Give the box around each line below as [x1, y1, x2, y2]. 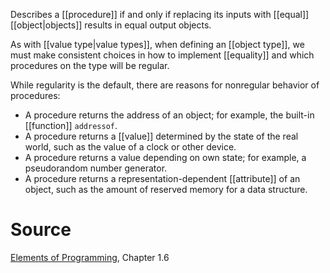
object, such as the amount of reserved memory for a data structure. [24, 184, 308, 195]
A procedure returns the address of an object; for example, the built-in [24, 109, 315, 121]
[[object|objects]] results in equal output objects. [10, 19, 212, 31]
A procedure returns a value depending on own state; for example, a [24, 152, 307, 163]
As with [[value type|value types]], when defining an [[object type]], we [10, 39, 305, 50]
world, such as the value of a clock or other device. [24, 141, 237, 153]
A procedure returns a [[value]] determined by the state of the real [24, 130, 299, 142]
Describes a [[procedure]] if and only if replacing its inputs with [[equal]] [10, 9, 310, 20]
